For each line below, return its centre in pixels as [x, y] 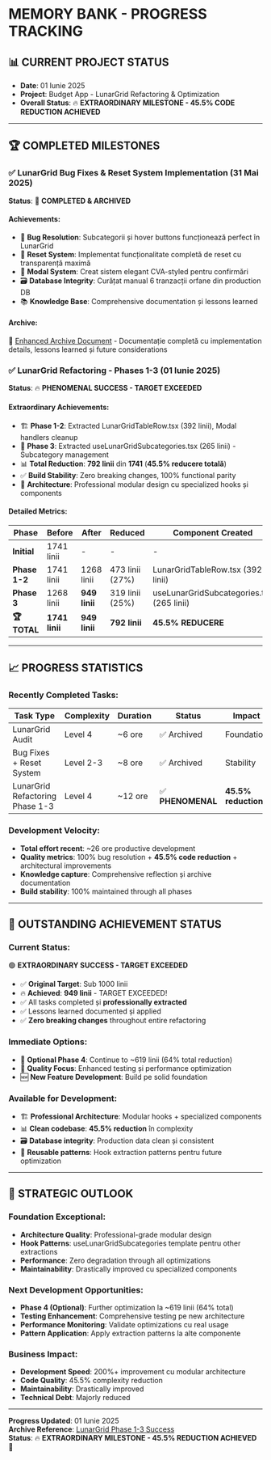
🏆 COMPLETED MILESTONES [84, 146]
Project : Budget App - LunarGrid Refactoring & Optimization [120, 94]
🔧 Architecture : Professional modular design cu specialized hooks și [134, 484]
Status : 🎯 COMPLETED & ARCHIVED [70, 201]
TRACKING [46, 31]
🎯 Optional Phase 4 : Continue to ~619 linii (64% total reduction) [126, 1060]
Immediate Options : [48, 1042]
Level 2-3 [83, 763]
